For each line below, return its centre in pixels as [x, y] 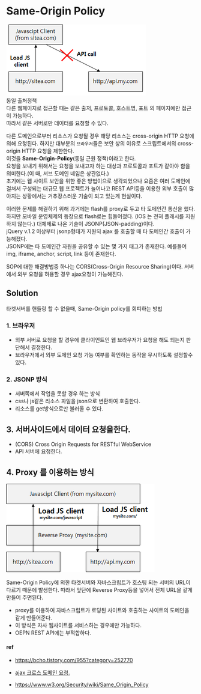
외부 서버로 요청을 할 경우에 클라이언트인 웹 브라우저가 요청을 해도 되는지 [100, 340]
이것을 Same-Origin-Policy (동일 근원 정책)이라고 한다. [71, 158]
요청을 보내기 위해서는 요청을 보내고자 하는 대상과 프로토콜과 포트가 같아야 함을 [98, 166]
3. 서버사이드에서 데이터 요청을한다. [68, 429]
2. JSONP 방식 [27, 379]
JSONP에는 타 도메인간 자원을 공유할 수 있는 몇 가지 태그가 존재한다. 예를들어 [97, 246]
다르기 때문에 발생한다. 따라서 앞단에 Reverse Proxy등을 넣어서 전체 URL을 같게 [100, 589]
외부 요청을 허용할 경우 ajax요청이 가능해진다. [70, 274]
